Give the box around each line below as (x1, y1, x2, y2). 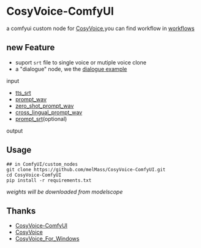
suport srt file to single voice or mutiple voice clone (15, 58, 147, 66)
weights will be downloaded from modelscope (6, 188, 123, 195)
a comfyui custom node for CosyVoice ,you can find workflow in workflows (6, 25, 195, 32)
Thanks (6, 206, 36, 216)
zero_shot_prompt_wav (15, 102, 74, 109)
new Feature (6, 42, 55, 53)
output (6, 127, 23, 134)
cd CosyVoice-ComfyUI (6, 172, 62, 178)
